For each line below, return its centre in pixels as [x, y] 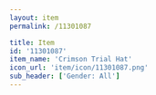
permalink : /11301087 [51, 26]
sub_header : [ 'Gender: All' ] [65, 76]
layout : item [34, 18]
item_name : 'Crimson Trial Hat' [71, 60]
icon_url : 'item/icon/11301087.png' [79, 68]
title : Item [32, 43]
